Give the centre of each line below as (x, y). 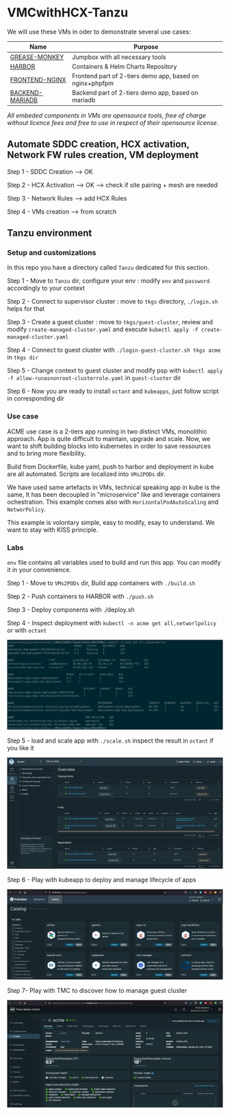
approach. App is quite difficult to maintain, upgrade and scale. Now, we (109, 438)
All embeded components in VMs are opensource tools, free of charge (107, 115)
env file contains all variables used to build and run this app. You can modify (114, 563)
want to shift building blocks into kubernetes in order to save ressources (109, 446)
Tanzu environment (50, 233)
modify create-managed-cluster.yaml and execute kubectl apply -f (103, 329)
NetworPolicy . (26, 509)
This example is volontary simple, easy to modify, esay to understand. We (111, 522)
